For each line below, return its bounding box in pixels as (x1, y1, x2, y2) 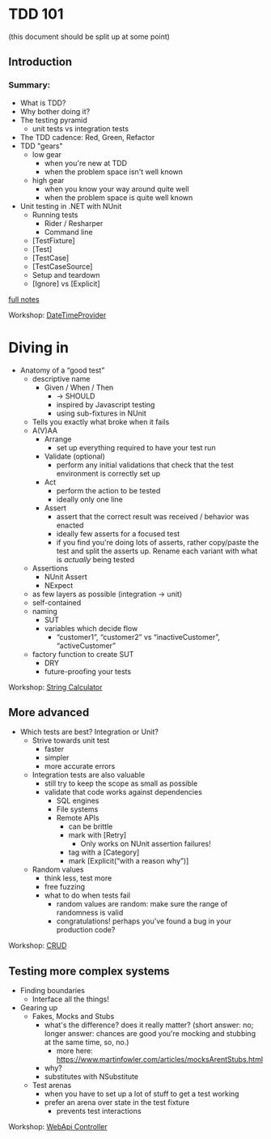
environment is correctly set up (56, 468, 161, 478)
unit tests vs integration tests (32, 123, 129, 134)
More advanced (8, 706, 90, 719)
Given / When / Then (44, 382, 114, 392)
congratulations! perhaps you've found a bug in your (56, 916, 232, 926)
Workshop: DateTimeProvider (8, 309, 107, 320)
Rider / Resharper (44, 218, 104, 228)
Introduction (8, 55, 73, 69)
